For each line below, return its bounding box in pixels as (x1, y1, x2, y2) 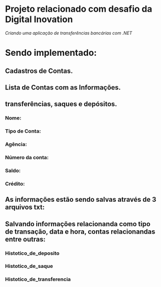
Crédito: (5, 180, 25, 187)
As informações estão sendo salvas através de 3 (5, 195, 157, 204)
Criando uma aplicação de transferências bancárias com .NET (5, 30, 133, 36)
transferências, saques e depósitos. (5, 100, 117, 108)
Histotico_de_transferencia (5, 276, 71, 283)
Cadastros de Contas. (5, 67, 73, 75)
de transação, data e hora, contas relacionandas (5, 227, 156, 236)
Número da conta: (5, 154, 49, 161)
